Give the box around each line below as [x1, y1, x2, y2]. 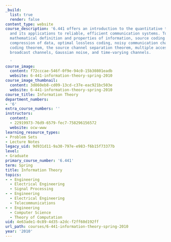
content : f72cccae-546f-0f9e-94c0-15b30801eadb [10, 68, 113, 74]
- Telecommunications [10, 200, 56, 205]
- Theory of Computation [10, 215, 63, 220]
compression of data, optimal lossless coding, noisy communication [10, 41, 158, 46]
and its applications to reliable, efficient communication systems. [10, 31, 160, 36]
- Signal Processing [10, 186, 53, 192]
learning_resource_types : [5, 130, 60, 135]
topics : [5, 172, 22, 178]
